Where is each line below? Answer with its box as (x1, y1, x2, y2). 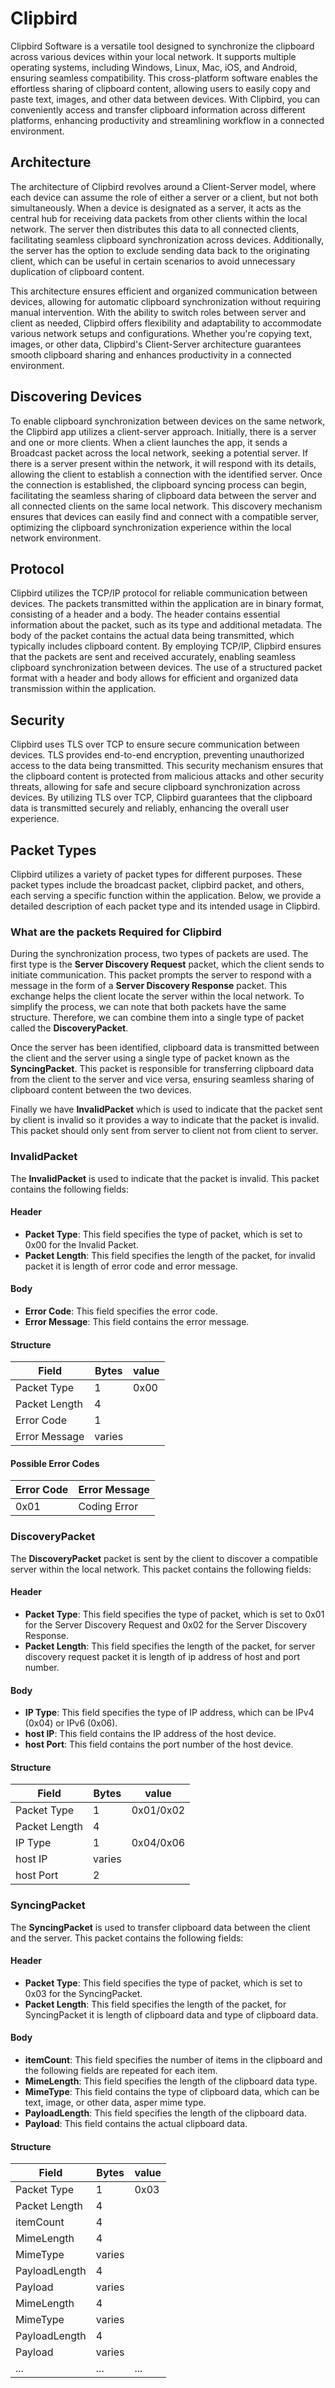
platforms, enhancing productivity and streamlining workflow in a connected (10, 114, 325, 126)
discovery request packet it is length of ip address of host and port (24, 1650, 300, 1662)
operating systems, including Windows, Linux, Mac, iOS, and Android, (10, 61, 298, 73)
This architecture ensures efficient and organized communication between (10, 285, 318, 297)
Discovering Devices (10, 388, 143, 406)
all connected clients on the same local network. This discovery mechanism (10, 500, 323, 512)
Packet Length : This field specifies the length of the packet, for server (24, 1640, 316, 1652)
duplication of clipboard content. (10, 265, 145, 277)
